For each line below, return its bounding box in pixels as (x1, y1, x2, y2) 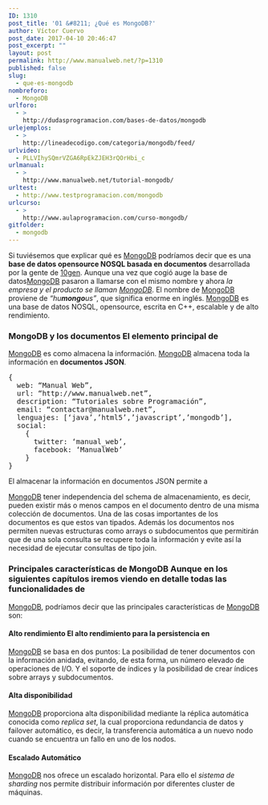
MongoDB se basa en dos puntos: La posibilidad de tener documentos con (8, 647, 255, 656)
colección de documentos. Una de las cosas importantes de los (8, 509, 219, 519)
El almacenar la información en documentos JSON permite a (8, 476, 209, 487)
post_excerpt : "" (8, 42, 67, 50)
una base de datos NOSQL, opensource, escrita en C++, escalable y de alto (8, 302, 259, 311)
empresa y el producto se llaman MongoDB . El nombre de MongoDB (8, 285, 235, 294)
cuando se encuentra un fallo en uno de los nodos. (8, 734, 177, 744)
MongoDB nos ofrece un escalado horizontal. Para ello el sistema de (8, 770, 235, 780)
